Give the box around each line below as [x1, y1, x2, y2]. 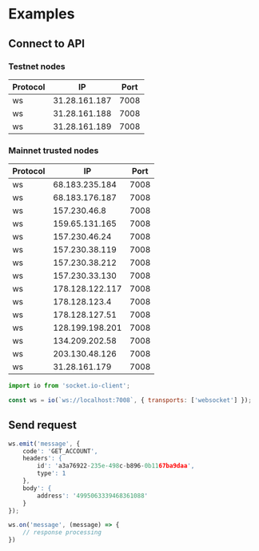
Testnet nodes [8, 61, 66, 72]
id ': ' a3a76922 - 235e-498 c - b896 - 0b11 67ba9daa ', [37, 462, 195, 470]
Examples [8, 5, 75, 23]
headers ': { [22, 454, 62, 463]
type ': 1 [37, 469, 66, 477]
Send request [8, 418, 78, 432]
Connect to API [8, 37, 86, 50]
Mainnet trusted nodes [8, 145, 99, 156]
